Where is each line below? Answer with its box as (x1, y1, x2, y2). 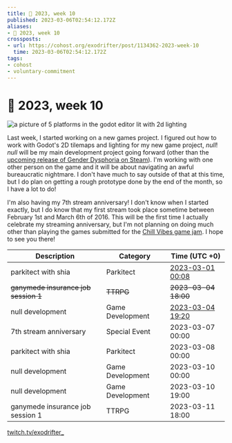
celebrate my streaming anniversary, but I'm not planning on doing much (7, 220, 214, 228)
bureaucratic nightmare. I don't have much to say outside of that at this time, (7, 170, 225, 179)
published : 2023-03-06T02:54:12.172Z (7, 17, 116, 23)
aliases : (7, 23, 32, 30)
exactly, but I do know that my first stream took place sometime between (7, 206, 214, 214)
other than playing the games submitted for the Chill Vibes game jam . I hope (7, 228, 224, 236)
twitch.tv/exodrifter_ (7, 429, 64, 437)
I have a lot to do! (7, 185, 57, 193)
